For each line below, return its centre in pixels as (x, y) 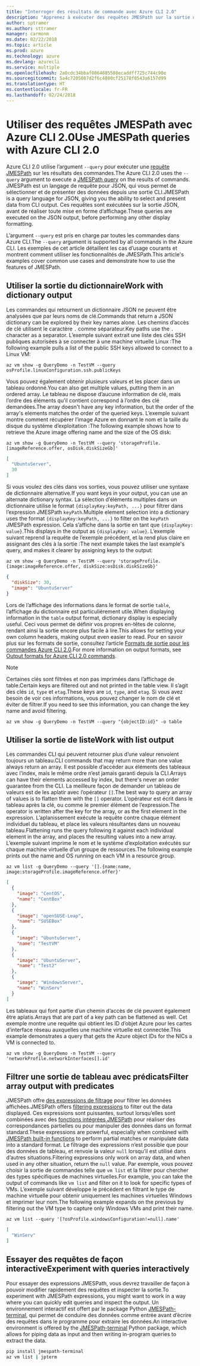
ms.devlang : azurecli (33, 62)
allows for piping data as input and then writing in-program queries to (91, 1334)
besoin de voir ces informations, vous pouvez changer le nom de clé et (93, 698)
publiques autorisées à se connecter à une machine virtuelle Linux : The (94, 341)
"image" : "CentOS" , (41, 894)
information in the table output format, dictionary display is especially (92, 618)
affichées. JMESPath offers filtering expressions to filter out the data (89, 1107)
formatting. (20, 223)
